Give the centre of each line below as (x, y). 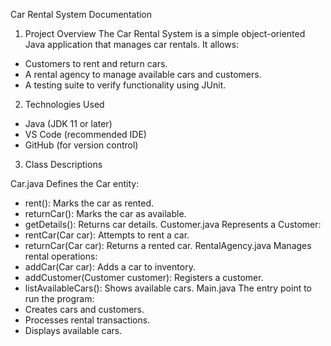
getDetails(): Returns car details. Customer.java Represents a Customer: (173, 224)
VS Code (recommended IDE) (85, 134)
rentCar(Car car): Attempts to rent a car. (107, 235)
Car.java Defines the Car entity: (75, 183)
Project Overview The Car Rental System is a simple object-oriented (165, 33)
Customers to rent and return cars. (96, 63)
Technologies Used (64, 104)
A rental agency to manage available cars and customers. (143, 74)
